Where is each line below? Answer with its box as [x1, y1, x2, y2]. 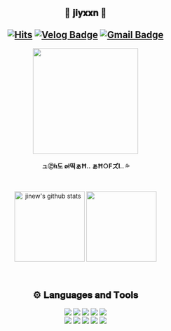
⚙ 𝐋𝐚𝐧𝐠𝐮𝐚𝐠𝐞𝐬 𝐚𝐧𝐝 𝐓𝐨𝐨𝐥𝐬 [32, 289, 139, 301]
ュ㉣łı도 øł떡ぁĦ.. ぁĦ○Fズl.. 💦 [41, 161, 130, 170]
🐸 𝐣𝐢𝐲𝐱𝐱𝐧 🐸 [64, 7, 107, 19]
